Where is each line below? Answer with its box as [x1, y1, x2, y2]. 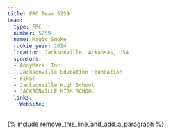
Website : [19, 101, 45, 108]
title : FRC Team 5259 [7, 10, 70, 17]
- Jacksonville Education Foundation [13, 68, 123, 75]
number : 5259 [13, 29, 51, 37]
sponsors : [13, 56, 42, 63]
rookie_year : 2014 [13, 42, 67, 49]
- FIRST [13, 74, 36, 82]
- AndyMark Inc [13, 62, 60, 69]
